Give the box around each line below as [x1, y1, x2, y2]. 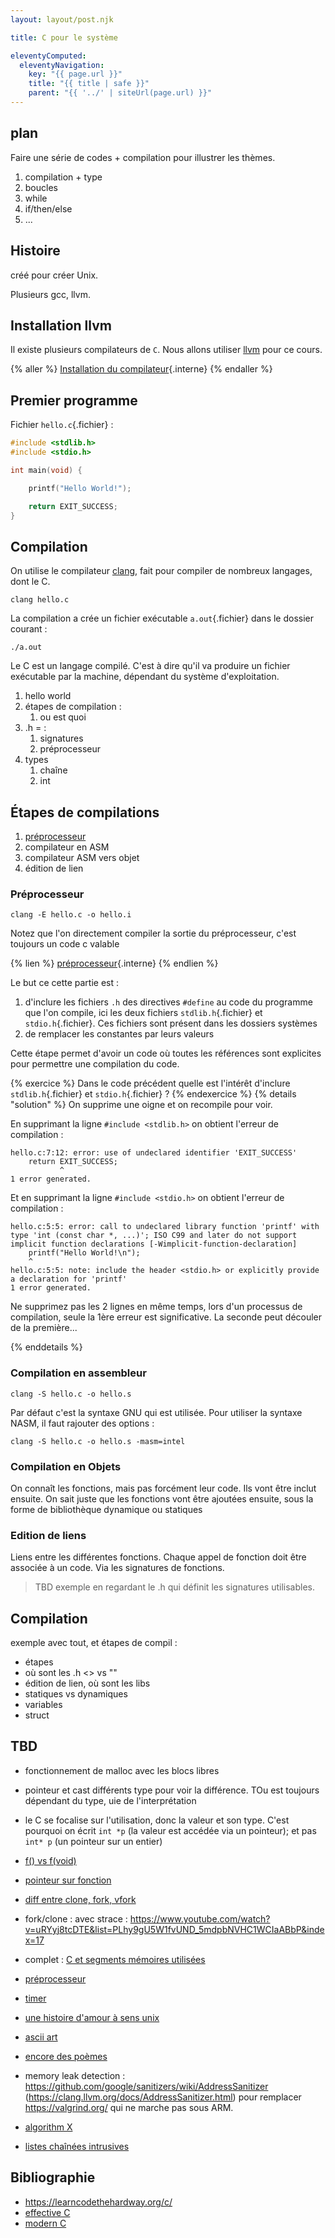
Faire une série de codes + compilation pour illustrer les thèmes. [10, 151, 276, 163]
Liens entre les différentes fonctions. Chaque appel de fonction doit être [10, 1551, 307, 1563]
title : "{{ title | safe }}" [28, 79, 150, 89]
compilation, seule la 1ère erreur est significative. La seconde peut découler [10, 1311, 323, 1323]
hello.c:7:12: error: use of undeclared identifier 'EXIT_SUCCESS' [10, 1148, 298, 1158]
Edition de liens [10, 1528, 87, 1542]
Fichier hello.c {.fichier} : [10, 419, 114, 431]
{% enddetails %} [10, 1341, 83, 1353]
